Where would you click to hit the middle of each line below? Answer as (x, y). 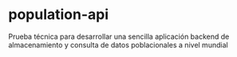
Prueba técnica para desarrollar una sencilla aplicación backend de (119, 36)
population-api (59, 15)
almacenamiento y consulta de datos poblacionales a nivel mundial (118, 44)
